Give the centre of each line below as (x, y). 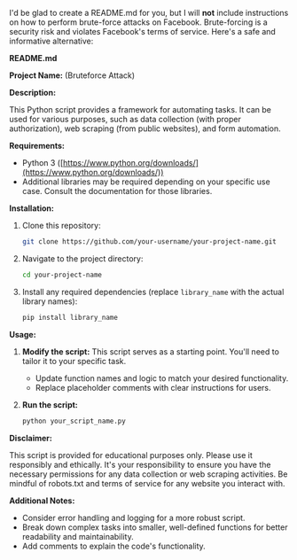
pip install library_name (70, 317)
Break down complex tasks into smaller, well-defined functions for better (155, 527)
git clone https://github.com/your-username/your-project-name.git (149, 242)
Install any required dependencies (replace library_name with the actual (153, 292)
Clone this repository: (61, 226)
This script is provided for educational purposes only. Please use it (131, 455)
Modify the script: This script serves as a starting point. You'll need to (150, 351)
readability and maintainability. (78, 536)
